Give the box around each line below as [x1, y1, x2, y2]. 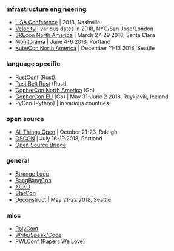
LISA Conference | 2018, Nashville [15, 19, 101, 26]
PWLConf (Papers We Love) [15, 238, 85, 245]
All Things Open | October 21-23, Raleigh [15, 128, 118, 136]
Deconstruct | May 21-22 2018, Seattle [15, 196, 111, 204]
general [6, 156, 30, 165]
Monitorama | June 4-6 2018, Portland [15, 38, 111, 46]
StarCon [15, 190, 36, 197]
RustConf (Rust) [15, 74, 56, 81]
